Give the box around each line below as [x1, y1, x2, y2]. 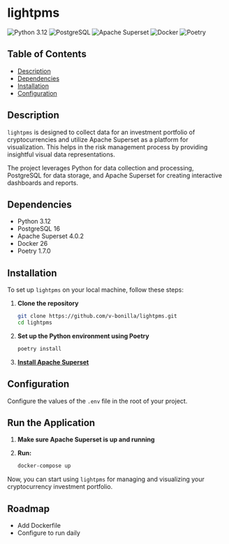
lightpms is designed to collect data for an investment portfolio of [7, 128, 195, 136]
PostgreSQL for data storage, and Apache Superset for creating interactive [7, 171, 222, 179]
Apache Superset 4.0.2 [17, 232, 84, 240]
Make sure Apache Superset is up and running [17, 435, 155, 444]
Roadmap [7, 503, 50, 515]
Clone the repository [17, 299, 79, 308]
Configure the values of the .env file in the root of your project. [7, 397, 188, 405]
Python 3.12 [17, 217, 51, 226]
